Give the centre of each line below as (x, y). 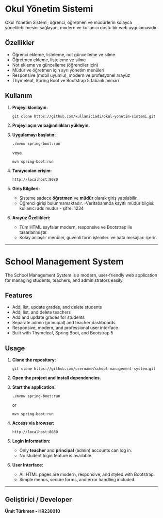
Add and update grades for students (48, 317)
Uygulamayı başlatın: (34, 135)
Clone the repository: (34, 360)
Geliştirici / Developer (39, 499)
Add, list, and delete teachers (41, 312)
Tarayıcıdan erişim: (32, 171)
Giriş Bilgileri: (26, 189)
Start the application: (34, 387)
